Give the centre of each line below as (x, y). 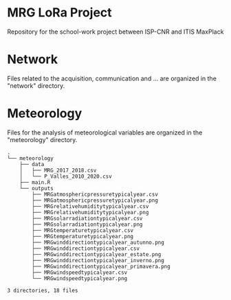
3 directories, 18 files (43, 290)
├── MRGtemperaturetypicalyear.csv (83, 230)
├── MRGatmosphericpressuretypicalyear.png (95, 200)
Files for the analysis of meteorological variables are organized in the (105, 132)
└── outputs (36, 188)
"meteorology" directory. (42, 139)
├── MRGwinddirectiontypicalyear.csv (86, 249)
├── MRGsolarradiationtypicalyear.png (87, 224)
